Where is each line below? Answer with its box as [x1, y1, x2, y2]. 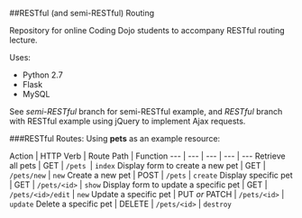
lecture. [9, 35, 38, 45]
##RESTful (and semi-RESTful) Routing [9, 8, 155, 18]
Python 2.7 [22, 69, 63, 80]
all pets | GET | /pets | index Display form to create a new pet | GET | [9, 160, 266, 170]
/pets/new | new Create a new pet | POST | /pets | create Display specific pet [9, 170, 293, 180]
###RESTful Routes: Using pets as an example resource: [9, 133, 221, 143]
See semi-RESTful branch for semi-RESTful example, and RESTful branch [9, 106, 283, 116]
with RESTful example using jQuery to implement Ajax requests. [9, 116, 246, 126]
